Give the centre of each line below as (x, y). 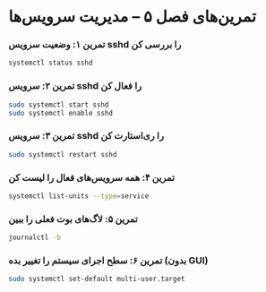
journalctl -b (35, 238)
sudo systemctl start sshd (59, 105)
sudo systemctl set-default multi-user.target (97, 279)
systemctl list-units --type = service (79, 196)
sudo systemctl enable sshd (61, 113)
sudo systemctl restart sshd (63, 154)
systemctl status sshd (51, 63)
